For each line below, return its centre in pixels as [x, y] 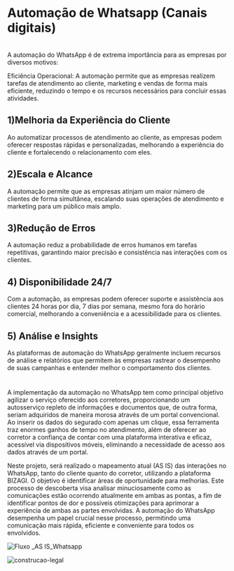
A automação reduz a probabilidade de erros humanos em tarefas [102, 245]
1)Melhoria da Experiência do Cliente [89, 120]
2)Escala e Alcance [50, 175]
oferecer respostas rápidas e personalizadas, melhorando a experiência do [116, 145]
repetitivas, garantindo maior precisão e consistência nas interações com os [117, 252]
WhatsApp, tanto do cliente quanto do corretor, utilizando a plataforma [109, 473]
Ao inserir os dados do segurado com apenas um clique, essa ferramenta [113, 422]
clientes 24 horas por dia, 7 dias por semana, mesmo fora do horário [106, 306]
